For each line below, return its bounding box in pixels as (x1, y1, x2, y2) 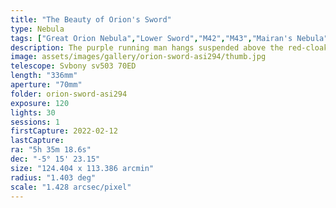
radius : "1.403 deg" (10, 172, 97, 183)
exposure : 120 (10, 98, 70, 108)
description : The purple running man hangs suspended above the (10, 42, 284, 53)
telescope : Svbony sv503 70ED (10, 61, 137, 71)
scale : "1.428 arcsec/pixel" (10, 182, 132, 192)
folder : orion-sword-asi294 (10, 89, 128, 99)
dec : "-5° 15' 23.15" (10, 154, 101, 164)
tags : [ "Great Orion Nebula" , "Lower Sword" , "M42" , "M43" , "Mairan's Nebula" (10, 33, 329, 43)
